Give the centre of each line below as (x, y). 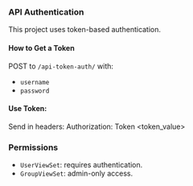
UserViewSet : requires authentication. (81, 165)
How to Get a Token (41, 48)
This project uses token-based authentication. (85, 30)
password (35, 91)
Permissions (33, 147)
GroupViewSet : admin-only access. (76, 173)
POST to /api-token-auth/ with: (61, 66)
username (35, 82)
